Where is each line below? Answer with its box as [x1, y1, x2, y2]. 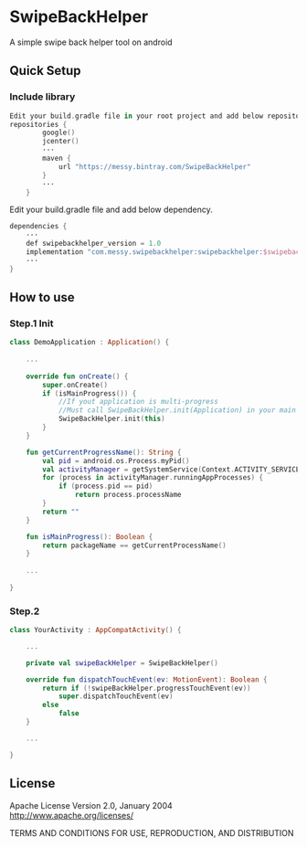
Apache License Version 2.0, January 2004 [9, 799, 174, 810]
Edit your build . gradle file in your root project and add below [9, 111, 263, 121]
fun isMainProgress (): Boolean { [26, 532, 153, 541]
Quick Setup [9, 63, 81, 79]
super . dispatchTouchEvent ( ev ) [58, 692, 174, 701]
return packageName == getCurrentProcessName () [42, 541, 227, 550]
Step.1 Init [9, 317, 54, 330]
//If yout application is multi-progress [58, 397, 219, 407]
